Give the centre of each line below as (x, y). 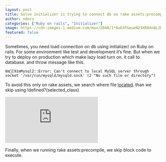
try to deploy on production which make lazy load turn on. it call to (72, 57)
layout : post (19, 10)
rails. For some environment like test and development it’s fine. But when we (83, 52)
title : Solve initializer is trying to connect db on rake (67, 14)
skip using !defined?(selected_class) (42, 90)
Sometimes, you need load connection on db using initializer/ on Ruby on (80, 47)
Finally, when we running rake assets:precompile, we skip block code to (78, 150)
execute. (14, 155)
